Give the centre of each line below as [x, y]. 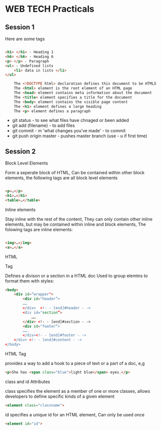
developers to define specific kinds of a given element [60, 396]
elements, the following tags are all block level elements [61, 178]
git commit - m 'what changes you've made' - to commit [69, 131]
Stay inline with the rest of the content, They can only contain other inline [79, 219]
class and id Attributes [28, 382]
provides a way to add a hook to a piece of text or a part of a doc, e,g [75, 363]
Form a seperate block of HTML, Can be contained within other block [75, 173]
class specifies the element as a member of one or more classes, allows [78, 391]
